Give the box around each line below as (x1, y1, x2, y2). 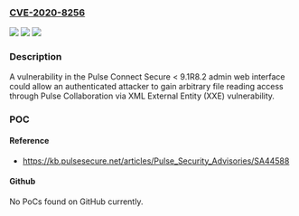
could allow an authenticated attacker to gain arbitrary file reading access (9, 80, 284, 91)
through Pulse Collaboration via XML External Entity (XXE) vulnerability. (9, 90, 276, 101)
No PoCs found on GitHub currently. (9, 196, 144, 207)
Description (9, 51, 62, 63)
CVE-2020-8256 (9, 6, 86, 19)
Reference (9, 136, 50, 146)
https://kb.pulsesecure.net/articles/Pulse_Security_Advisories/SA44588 (22, 155, 290, 166)
